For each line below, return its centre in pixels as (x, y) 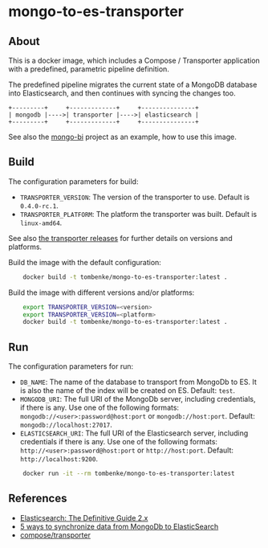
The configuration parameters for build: (73, 181)
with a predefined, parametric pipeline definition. (89, 69)
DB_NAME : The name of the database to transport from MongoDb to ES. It (138, 382)
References (38, 499)
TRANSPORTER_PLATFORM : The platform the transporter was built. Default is (138, 214)
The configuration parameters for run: (71, 366)
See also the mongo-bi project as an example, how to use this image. (122, 137)
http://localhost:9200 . (59, 459)
